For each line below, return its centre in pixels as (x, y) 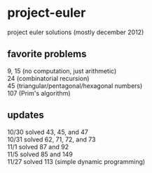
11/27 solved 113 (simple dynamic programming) (76, 161)
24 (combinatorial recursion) (48, 78)
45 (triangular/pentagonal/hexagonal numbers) (75, 86)
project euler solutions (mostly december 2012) (76, 32)
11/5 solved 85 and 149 (40, 154)
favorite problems (47, 54)
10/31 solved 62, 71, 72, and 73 (51, 139)
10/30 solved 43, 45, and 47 (48, 132)
